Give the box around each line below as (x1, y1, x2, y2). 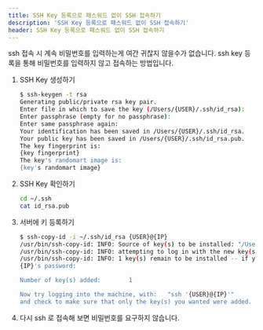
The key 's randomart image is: (19, 156, 122, 165)
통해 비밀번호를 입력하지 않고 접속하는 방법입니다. (22, 58, 174, 68)
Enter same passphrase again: (19, 119, 119, 128)
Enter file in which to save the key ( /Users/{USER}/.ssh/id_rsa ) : (19, 105, 246, 114)
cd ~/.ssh (19, 195, 53, 203)
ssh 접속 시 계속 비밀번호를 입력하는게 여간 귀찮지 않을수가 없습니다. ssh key (8, 49, 243, 58)
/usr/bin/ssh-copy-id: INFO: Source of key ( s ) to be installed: (19, 240, 235, 248)
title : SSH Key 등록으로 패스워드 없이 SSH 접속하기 (8, 11, 161, 20)
